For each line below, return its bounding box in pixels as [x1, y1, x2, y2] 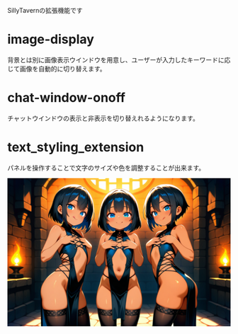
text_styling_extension [7, 139, 144, 156]
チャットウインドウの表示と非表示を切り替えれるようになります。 [7, 114, 200, 122]
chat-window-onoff [7, 90, 126, 106]
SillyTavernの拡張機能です [7, 6, 83, 14]
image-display [7, 31, 94, 47]
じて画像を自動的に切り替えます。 [7, 64, 106, 73]
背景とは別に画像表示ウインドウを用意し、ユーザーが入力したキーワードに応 [7, 55, 231, 64]
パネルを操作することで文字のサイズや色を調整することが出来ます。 [7, 163, 205, 172]
